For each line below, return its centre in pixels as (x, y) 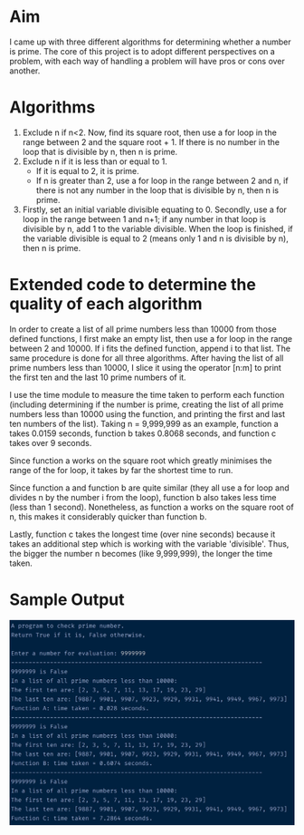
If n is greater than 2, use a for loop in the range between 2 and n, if (162, 180)
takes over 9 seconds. (51, 442)
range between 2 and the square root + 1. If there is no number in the (151, 141)
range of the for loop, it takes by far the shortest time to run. (121, 470)
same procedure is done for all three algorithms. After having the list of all (147, 358)
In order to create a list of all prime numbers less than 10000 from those (143, 329)
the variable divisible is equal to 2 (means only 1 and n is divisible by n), (156, 238)
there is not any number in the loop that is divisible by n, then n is (157, 190)
